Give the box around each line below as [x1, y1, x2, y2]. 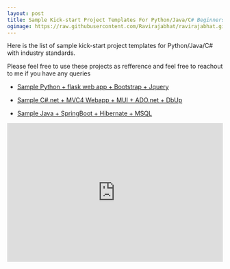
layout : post [7, 10, 44, 17]
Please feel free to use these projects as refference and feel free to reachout [7, 62, 223, 71]
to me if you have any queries [7, 69, 91, 78]
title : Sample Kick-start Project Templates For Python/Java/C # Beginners [7, 16, 225, 23]
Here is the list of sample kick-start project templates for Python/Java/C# [7, 42, 214, 50]
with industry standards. [7, 49, 76, 57]
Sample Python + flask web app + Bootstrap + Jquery [16, 83, 169, 91]
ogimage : [7, 23, 32, 30]
